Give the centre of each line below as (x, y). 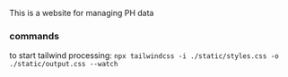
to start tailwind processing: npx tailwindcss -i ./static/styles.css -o (144, 56)
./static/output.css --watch (64, 64)
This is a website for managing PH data (82, 13)
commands (35, 36)
